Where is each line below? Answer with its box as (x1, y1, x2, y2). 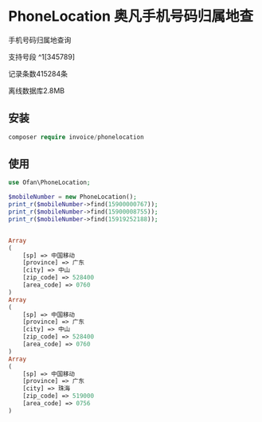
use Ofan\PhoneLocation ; (8, 178, 91, 187)
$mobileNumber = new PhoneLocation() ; (8, 193, 137, 201)
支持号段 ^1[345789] (8, 52, 76, 61)
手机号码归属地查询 (8, 35, 72, 45)
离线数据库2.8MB (8, 85, 65, 96)
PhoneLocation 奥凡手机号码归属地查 (8, 7, 253, 25)
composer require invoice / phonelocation (8, 133, 145, 141)
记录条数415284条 (8, 68, 68, 78)
